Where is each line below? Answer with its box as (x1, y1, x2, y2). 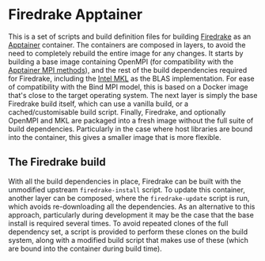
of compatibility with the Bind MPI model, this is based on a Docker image (8, 81, 248, 92)
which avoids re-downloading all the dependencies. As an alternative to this (8, 202, 256, 211)
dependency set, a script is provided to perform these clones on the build (8, 227, 248, 236)
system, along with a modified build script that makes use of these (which (8, 235, 249, 244)
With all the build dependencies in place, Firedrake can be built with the (8, 176, 241, 186)
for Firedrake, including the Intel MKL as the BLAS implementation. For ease (8, 74, 255, 83)
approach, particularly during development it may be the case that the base (8, 210, 255, 219)
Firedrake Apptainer (8, 6, 143, 24)
